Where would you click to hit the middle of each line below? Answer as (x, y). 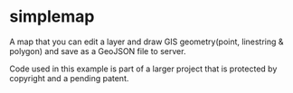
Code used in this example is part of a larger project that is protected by (143, 69)
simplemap (52, 17)
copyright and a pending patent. (69, 78)
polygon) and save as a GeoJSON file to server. (98, 51)
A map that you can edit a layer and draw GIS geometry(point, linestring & (146, 42)
